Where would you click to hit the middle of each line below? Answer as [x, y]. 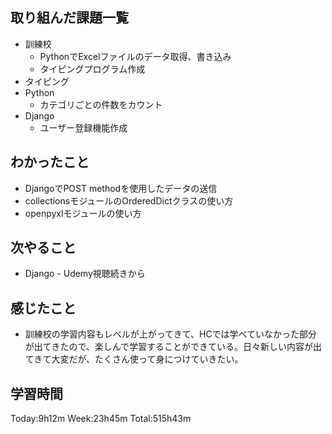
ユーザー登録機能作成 [83, 127]
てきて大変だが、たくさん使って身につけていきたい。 [134, 359]
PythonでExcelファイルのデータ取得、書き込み [135, 56]
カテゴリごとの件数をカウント [101, 104]
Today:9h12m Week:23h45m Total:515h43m [101, 419]
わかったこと [50, 162]
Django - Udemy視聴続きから [85, 274]
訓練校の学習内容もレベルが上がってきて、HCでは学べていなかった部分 [171, 334]
